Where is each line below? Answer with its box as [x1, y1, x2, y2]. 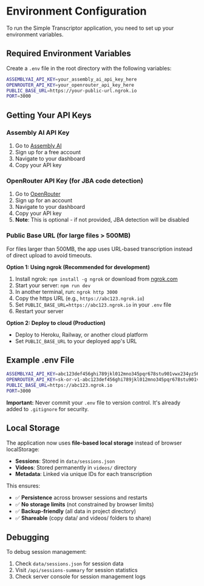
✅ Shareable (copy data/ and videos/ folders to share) [15, 514, 152, 522]
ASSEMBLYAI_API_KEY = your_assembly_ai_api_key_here [6, 76, 137, 83]
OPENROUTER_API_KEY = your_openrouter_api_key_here [6, 82, 135, 88]
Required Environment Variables [6, 49, 132, 59]
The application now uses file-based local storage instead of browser [6, 439, 182, 446]
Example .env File [6, 355, 75, 365]
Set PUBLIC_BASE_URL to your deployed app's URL [15, 337, 137, 344]
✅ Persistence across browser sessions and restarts [15, 494, 148, 501]
